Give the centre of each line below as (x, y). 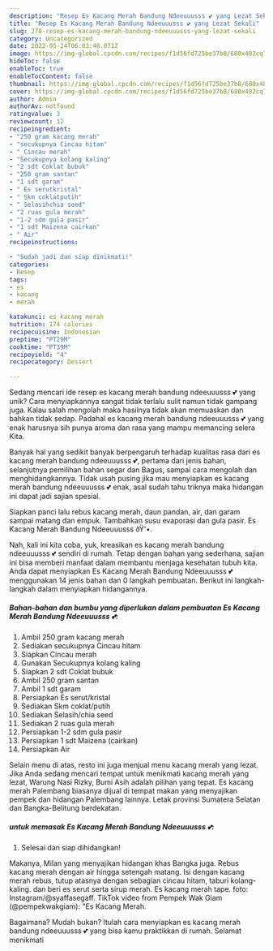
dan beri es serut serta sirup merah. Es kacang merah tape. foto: (141, 889)
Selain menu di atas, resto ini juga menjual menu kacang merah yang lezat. (134, 765)
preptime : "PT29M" (40, 339)
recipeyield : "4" (38, 355)
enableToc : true (36, 69)
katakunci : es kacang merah (57, 317)
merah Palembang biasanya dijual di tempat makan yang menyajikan (124, 791)
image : (20, 54)
